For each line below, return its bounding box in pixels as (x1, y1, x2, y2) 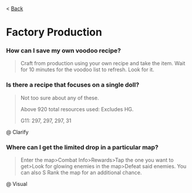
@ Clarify (6, 128, 29, 135)
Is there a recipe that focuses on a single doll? (6, 81, 140, 89)
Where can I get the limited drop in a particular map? (6, 143, 159, 151)
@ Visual (6, 181, 28, 188)
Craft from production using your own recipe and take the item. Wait (20, 60, 186, 67)
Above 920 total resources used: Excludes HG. (20, 105, 134, 112)
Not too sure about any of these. (20, 94, 99, 101)
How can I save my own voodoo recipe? (6, 46, 122, 55)
